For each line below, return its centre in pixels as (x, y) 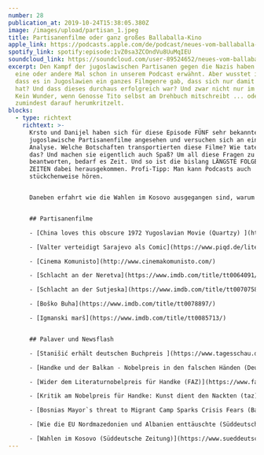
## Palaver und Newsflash (71, 339)
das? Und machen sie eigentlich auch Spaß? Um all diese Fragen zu (142, 154)
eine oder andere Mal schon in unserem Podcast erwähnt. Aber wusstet (133, 74)
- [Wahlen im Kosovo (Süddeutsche (86, 438)
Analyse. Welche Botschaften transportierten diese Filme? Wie (135, 147)
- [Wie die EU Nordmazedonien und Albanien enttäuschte (122, 425)
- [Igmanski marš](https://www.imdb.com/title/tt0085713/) (127, 318)
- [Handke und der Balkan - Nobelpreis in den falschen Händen (135, 368)
